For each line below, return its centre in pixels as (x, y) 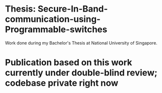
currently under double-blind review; (81, 73)
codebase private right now (62, 83)
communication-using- (53, 19)
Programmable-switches (56, 30)
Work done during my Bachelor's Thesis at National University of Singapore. (81, 43)
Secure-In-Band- (73, 9)
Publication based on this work (69, 63)
